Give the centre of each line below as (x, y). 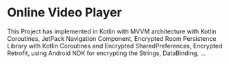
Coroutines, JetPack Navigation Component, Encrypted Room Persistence (112, 38)
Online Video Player (64, 13)
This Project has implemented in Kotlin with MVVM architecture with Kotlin (112, 31)
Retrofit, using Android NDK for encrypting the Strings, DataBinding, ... (107, 53)
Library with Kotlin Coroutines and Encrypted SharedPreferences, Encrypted (115, 46)
